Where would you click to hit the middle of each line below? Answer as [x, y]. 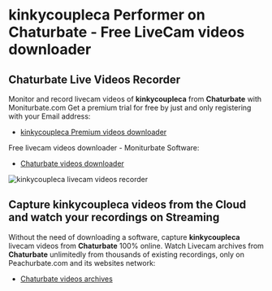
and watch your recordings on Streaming [114, 217]
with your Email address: [50, 116]
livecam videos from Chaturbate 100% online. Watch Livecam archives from [136, 245]
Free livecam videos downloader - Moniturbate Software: [104, 148]
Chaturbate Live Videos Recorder [95, 79]
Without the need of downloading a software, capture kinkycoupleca [124, 237]
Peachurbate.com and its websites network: [82, 263]
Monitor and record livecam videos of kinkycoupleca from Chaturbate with [135, 99]
